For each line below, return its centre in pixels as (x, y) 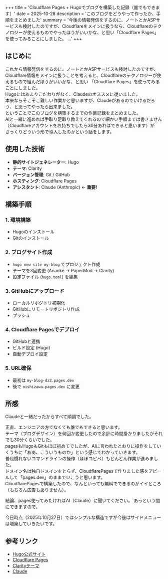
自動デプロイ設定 (30, 354)
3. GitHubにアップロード (35, 291)
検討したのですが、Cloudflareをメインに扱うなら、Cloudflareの (88, 26)
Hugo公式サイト (29, 554)
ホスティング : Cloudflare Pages (44, 181)
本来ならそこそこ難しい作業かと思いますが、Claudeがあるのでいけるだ (78, 100)
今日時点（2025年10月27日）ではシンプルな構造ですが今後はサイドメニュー (83, 517)
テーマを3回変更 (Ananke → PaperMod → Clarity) (63, 270)
